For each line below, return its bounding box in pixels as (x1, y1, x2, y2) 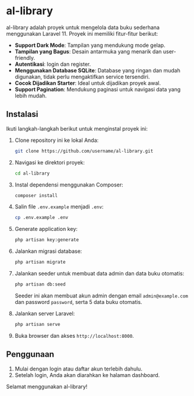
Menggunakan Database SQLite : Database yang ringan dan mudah (14, 66, 181, 74)
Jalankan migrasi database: (14, 248, 82, 255)
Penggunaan (6, 349, 55, 360)
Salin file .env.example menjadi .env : (14, 203, 104, 210)
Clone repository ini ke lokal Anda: (14, 137, 99, 144)
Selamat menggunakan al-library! (6, 383, 88, 390)
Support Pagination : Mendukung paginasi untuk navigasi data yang (14, 85, 181, 93)
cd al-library (14, 170, 50, 176)
